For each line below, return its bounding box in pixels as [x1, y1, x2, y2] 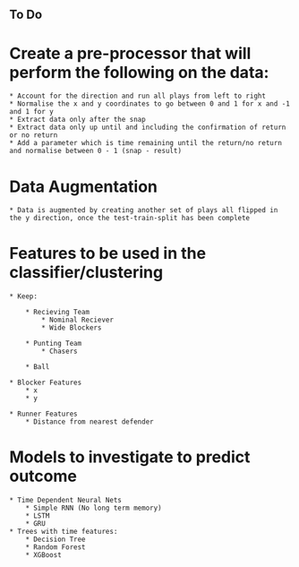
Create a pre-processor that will [9, 43, 252, 64]
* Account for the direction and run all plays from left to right [9, 91, 267, 101]
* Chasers [41, 347, 78, 357]
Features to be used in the [9, 244, 207, 263]
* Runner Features [9, 409, 78, 419]
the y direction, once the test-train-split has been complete [9, 214, 251, 223]
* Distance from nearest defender [25, 417, 154, 426]
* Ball [25, 363, 50, 372]
